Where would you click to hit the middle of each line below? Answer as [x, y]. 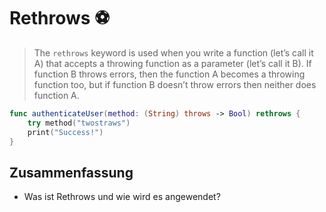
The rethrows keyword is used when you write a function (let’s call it [173, 52]
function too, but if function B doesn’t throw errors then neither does [175, 84]
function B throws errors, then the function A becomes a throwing [169, 74]
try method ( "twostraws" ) [79, 123]
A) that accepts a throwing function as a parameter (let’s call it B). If [172, 63]
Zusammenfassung [71, 172]
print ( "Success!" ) [65, 132]
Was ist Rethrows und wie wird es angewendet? [122, 197]
